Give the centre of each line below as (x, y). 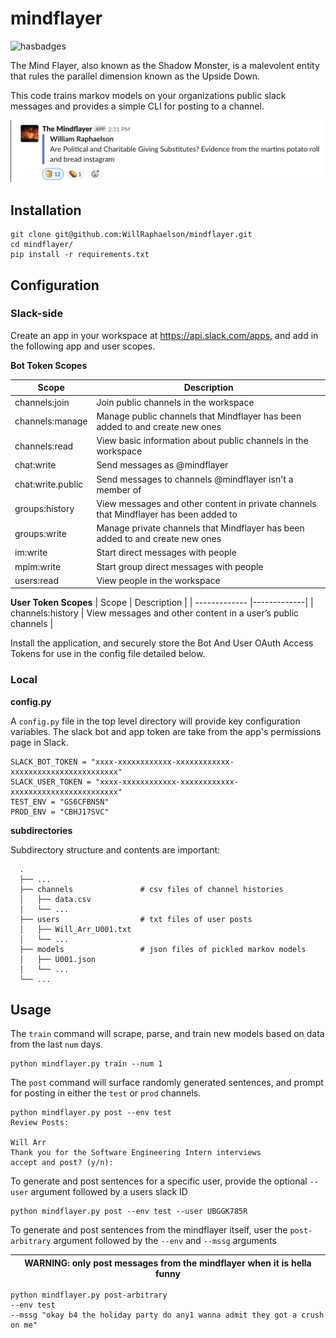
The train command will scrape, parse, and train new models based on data (167, 1034)
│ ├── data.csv (55, 899)
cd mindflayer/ (42, 245)
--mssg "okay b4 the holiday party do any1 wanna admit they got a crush (167, 1315)
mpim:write (38, 566)
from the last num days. (56, 1044)
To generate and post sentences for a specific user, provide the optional (159, 1181)
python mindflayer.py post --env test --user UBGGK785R (129, 1212)
